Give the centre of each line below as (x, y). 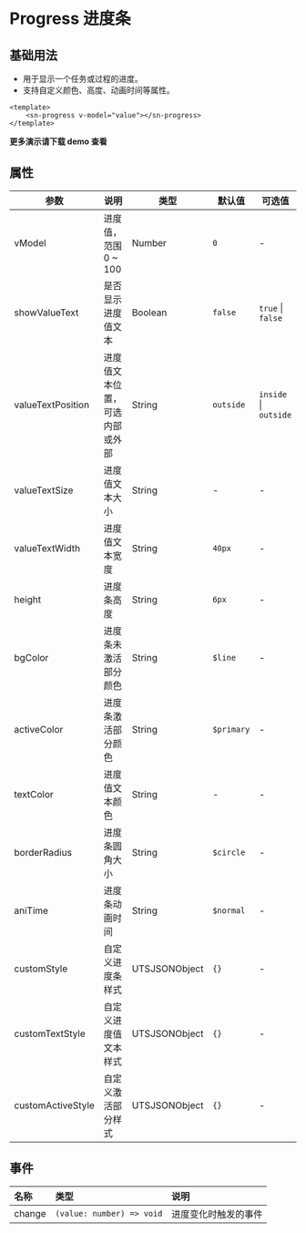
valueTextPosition (51, 405)
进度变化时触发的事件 (217, 1214)
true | (271, 308)
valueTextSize (44, 490)
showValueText (46, 313)
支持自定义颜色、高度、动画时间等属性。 (98, 90)
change (31, 1213)
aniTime (31, 910)
